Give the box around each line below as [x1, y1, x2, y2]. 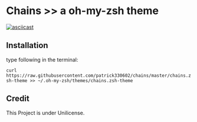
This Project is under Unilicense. [6, 109, 85, 116]
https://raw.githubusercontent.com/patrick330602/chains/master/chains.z [6, 72, 192, 79]
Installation [6, 40, 48, 50]
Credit [6, 94, 29, 104]
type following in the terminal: [6, 56, 78, 63]
